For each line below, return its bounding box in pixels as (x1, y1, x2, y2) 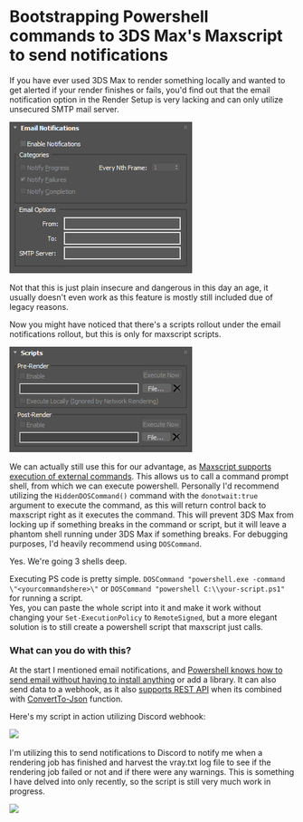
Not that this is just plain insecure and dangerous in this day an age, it (9, 282, 269, 293)
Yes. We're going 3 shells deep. (9, 556, 128, 566)
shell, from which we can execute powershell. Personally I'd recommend (9, 480, 279, 491)
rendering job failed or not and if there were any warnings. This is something (9, 767, 295, 778)
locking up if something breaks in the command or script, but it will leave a (9, 518, 287, 529)
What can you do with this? (9, 643, 132, 656)
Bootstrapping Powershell (9, 6, 209, 27)
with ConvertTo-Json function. (9, 693, 124, 704)
